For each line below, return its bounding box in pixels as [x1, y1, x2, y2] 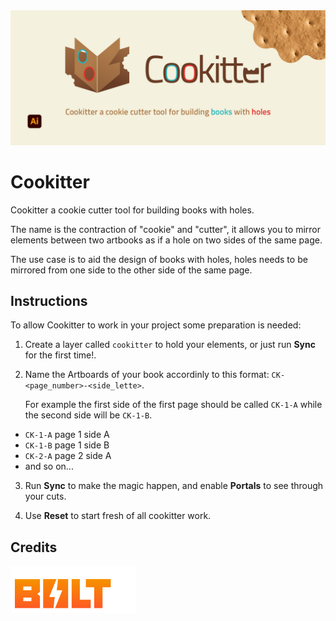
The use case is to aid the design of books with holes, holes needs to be [10, 253, 308, 265]
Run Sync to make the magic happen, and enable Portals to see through [24, 480, 324, 492]
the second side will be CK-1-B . [24, 409, 153, 421]
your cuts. [24, 490, 67, 503]
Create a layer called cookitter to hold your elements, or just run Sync [24, 339, 316, 351]
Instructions [10, 292, 88, 309]
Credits [10, 539, 58, 556]
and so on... [24, 460, 74, 473]
